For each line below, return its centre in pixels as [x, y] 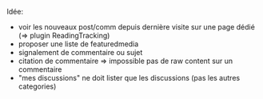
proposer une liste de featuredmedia [78, 44]
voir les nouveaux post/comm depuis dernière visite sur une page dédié [137, 27]
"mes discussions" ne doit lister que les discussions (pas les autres [129, 78]
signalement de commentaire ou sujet [80, 52]
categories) [37, 86]
